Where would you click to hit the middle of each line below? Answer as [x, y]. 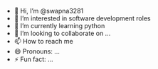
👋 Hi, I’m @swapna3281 [49, 11]
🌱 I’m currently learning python [59, 26]
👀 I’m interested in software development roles [82, 18]
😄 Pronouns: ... [37, 51]
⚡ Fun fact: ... [33, 59]
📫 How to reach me [43, 41]
